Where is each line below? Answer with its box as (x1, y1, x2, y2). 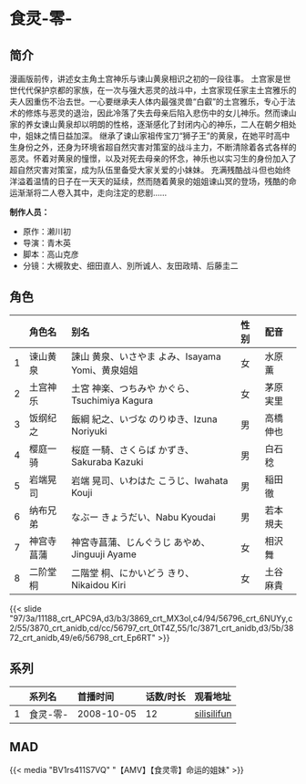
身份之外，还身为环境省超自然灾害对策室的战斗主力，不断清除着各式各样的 (16, 142, 297, 152)
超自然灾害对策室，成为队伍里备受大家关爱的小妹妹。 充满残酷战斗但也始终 (9, 165, 291, 175)
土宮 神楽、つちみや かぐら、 (71, 382, 195, 395)
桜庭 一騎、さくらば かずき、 (71, 443, 194, 456)
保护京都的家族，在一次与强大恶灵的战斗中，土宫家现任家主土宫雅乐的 (33, 85, 297, 96)
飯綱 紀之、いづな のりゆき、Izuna (71, 412, 218, 425)
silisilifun (194, 707, 232, 720)
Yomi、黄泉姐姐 (71, 364, 138, 377)
